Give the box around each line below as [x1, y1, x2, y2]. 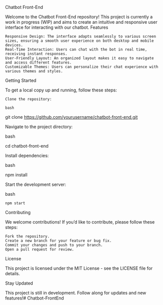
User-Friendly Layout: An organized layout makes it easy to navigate [5, 56, 154, 61]
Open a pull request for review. [5, 247, 74, 252]
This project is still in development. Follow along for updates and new [5, 290, 147, 296]
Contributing [5, 210, 31, 215]
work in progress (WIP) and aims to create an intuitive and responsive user [5, 19, 158, 25]
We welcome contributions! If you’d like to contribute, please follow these [5, 219, 155, 225]
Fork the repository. [5, 234, 50, 239]
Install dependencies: [5, 152, 49, 158]
